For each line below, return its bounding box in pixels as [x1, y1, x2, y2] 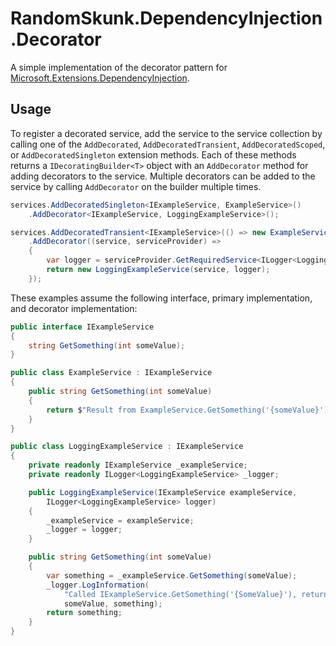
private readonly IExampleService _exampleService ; [28, 460, 248, 471]
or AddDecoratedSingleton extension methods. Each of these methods [10, 148, 297, 161]
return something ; [46, 608, 123, 618]
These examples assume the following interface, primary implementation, [10, 292, 313, 304]
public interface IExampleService [10, 322, 155, 332]
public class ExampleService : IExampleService [10, 368, 213, 378]
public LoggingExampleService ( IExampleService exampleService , [28, 487, 298, 497]
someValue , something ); [63, 598, 163, 609]
